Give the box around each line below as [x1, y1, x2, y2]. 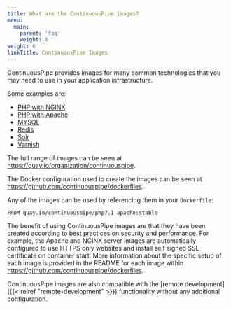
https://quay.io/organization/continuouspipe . [7, 161, 136, 169]
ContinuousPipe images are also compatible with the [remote [7, 279, 183, 288]
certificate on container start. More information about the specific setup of [7, 251, 222, 260]
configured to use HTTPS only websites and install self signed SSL [7, 244, 199, 252]
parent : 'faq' [20, 29, 61, 37]
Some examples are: [7, 89, 66, 98]
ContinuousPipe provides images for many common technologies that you [7, 68, 221, 77]
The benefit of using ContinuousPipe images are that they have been [7, 221, 206, 230]
